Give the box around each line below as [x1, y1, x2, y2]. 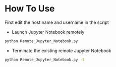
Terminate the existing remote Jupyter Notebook [11, 48, 112, 54]
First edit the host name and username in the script [4, 19, 109, 25]
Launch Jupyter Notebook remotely [11, 29, 85, 35]
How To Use [4, 3, 55, 14]
